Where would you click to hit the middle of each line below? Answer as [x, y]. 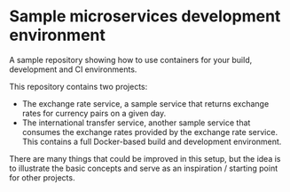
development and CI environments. [73, 69]
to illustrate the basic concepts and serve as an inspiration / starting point [143, 168]
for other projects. [42, 177]
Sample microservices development [145, 16]
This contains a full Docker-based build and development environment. [152, 141]
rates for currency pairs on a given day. [94, 113]
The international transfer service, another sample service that [136, 123]
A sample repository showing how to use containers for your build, [131, 60]
